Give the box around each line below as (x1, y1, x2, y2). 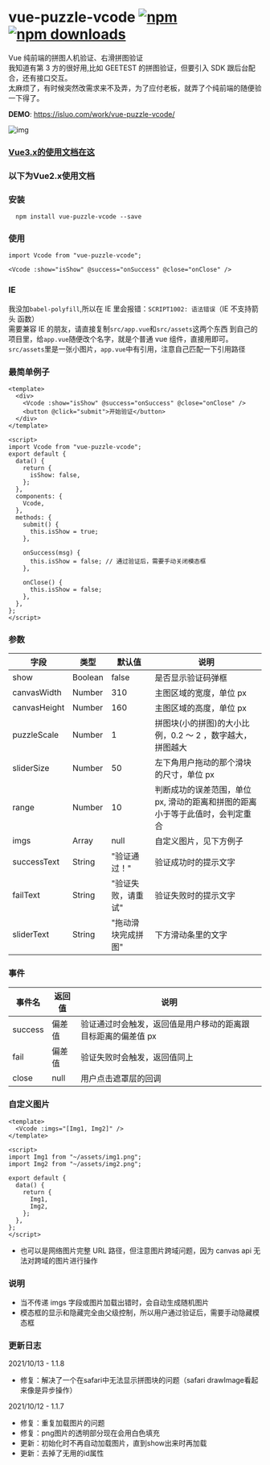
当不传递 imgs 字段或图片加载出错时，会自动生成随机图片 (19, 1298, 210, 1308)
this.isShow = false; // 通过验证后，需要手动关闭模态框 (29, 557, 207, 565)
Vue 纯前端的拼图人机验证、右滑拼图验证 (8, 52, 144, 62)
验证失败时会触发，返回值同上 (80, 1051, 194, 1063)
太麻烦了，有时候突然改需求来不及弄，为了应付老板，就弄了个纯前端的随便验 (8, 83, 262, 93)
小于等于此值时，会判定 (154, 809, 243, 820)
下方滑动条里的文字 (154, 930, 227, 941)
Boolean (72, 672, 104, 683)
